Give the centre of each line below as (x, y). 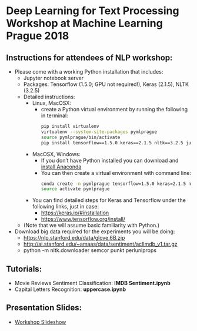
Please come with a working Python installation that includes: (89, 72)
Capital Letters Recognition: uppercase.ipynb (70, 289)
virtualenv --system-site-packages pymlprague (99, 132)
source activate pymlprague (75, 189)
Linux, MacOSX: (52, 103)
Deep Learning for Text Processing (93, 11)
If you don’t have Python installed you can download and (110, 160)
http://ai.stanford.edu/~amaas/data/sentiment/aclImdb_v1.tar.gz (100, 244)
